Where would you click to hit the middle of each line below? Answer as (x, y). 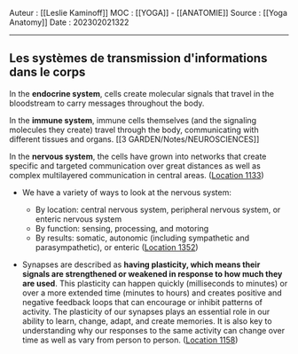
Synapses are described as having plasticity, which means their (141, 264)
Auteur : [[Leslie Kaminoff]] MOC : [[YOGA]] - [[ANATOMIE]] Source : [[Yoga (149, 13)
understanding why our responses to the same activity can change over (153, 330)
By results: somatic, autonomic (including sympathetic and (142, 238)
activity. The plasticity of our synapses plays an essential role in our (146, 311)
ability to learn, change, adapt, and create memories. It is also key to (147, 321)
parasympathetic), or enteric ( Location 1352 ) (117, 247)
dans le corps (47, 72)
